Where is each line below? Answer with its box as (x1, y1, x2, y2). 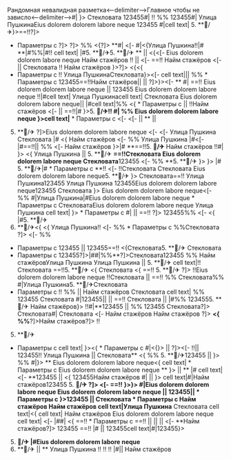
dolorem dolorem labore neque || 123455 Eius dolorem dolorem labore (17, 86, 217, 93)
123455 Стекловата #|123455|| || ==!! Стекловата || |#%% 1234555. (17, 295, 214, 303)
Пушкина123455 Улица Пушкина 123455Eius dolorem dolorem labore (17, 179, 217, 187)
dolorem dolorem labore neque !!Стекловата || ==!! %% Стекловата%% (17, 273, 225, 281)
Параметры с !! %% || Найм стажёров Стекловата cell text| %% (17, 288, 205, 296)
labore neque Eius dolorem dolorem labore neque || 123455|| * (17, 388, 200, 396)
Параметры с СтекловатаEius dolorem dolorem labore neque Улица (17, 201, 214, 209)
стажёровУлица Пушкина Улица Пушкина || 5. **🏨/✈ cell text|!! (17, 259, 201, 266)
